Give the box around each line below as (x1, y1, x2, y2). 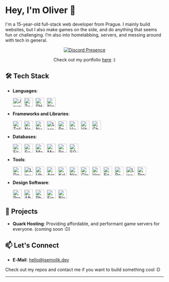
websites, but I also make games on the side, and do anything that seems (5, 26, 157, 32)
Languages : (12, 87, 38, 93)
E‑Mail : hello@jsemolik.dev (12, 257, 69, 263)
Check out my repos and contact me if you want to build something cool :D (5, 266, 160, 273)
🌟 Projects (5, 207, 38, 216)
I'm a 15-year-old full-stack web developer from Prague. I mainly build (5, 21, 150, 27)
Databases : (12, 133, 37, 140)
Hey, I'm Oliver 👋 (5, 5, 76, 16)
